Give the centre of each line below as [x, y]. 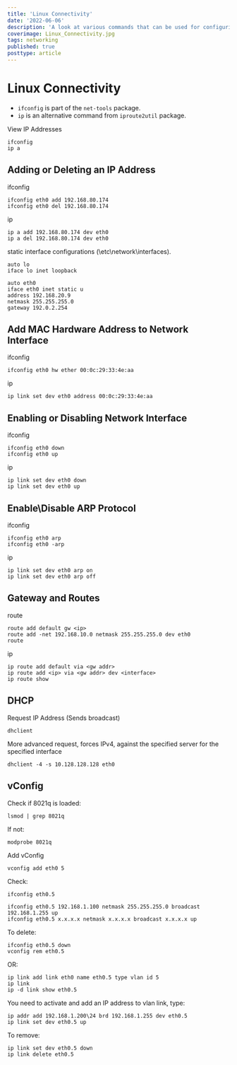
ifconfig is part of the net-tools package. [79, 107]
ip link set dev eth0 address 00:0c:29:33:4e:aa [80, 397]
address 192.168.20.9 [39, 295]
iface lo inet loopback [42, 270]
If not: [16, 829]
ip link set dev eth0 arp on [50, 571]
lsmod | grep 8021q [36, 816]
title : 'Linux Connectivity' [50, 14]
